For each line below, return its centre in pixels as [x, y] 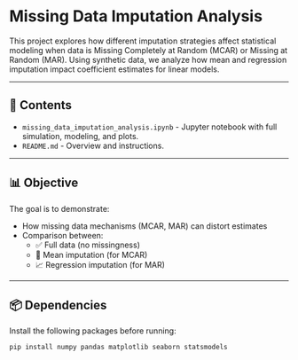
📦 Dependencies [58, 305]
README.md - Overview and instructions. [93, 145]
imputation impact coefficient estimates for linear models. [114, 69]
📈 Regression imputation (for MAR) [100, 264]
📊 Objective [44, 183]
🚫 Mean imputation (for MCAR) [91, 254]
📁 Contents [41, 105]
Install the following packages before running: [93, 331]
